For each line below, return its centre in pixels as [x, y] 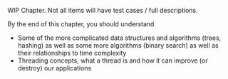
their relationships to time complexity [72, 53]
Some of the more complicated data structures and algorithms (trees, [119, 38]
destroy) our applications [55, 68]
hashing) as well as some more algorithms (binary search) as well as [118, 45]
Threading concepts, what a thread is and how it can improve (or [113, 60]
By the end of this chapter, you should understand [81, 24]
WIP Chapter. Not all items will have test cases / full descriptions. [103, 10]
